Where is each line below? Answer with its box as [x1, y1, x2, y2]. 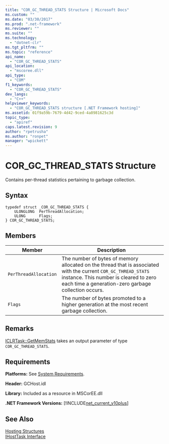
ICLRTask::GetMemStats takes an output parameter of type [5, 338, 128, 344]
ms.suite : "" [5, 31, 33, 36]
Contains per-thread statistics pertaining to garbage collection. [5, 177, 136, 183]
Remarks [5, 324, 34, 333]
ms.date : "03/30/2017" [5, 17, 53, 22]
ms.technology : [5, 36, 37, 41]
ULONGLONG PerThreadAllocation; [14, 209, 84, 214]
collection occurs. [61, 286, 104, 293]
